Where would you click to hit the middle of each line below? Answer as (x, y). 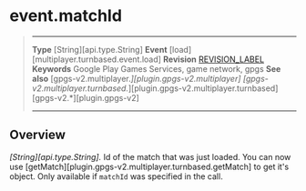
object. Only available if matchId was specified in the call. (116, 176)
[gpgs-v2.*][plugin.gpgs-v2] (85, 97)
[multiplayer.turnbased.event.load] (97, 59)
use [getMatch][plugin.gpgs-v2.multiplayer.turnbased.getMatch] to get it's (149, 166)
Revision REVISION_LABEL (214, 59)
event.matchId (66, 16)
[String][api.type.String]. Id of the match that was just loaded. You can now (150, 156)
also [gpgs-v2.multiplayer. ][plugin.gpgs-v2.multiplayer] (136, 78)
